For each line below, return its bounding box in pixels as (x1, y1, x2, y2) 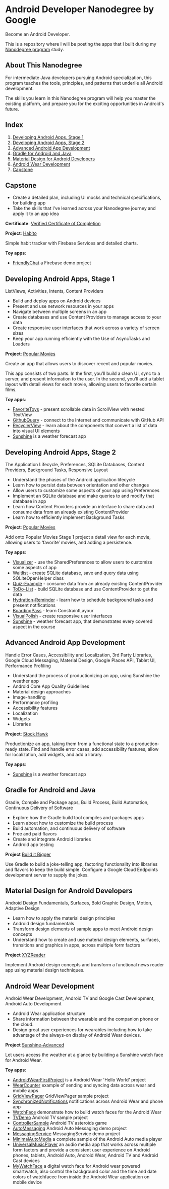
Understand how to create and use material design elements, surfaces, (12, 937, 160, 943)
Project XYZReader (5, 952, 46, 958)
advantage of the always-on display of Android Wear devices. (12, 1032, 141, 1038)
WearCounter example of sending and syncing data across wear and (12, 1082, 155, 1089)
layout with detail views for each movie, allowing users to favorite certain (5, 381, 157, 388)
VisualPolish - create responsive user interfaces (12, 613, 112, 619)
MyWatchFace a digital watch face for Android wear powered (12, 1163, 140, 1169)
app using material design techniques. (5, 967, 85, 973)
